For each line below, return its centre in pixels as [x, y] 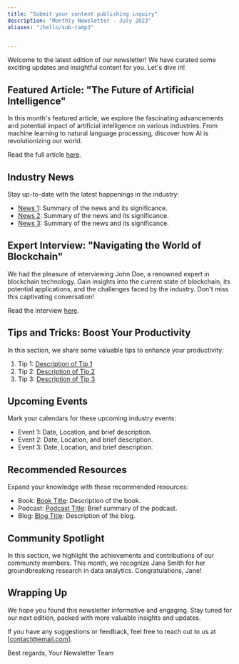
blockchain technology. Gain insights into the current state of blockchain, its [119, 281]
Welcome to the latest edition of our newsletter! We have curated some [112, 60]
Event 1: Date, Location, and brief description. [85, 432]
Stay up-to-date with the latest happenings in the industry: [93, 194]
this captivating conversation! [51, 296]
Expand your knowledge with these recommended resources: [98, 487]
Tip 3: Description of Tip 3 [56, 379]
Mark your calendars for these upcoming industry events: [92, 418]
